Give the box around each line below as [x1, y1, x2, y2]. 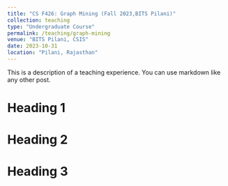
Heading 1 [7, 100, 66, 116]
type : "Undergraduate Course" [7, 23, 96, 30]
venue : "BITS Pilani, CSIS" [7, 36, 89, 43]
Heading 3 [7, 164, 68, 180]
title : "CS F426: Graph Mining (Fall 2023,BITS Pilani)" [7, 10, 176, 17]
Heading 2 [7, 132, 68, 148]
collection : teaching [7, 17, 70, 24]
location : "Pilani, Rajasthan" [7, 49, 98, 56]
